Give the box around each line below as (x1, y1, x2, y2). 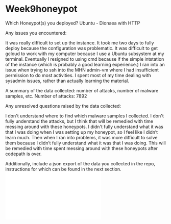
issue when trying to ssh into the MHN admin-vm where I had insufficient (5, 67, 159, 73)
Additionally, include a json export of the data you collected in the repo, (5, 160, 156, 166)
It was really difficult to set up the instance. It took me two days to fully (5, 39, 154, 46)
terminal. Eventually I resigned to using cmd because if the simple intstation (5, 56, 164, 62)
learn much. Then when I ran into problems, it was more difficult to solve (5, 134, 158, 140)
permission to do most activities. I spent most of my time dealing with (5, 72, 152, 78)
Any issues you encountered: (5, 30, 67, 36)
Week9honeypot (5, 3, 78, 15)
